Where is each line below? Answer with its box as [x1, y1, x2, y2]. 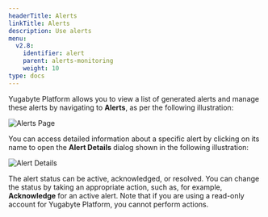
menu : [8, 34, 27, 43]
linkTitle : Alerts [8, 19, 70, 27]
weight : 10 [23, 65, 60, 73]
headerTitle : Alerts [8, 11, 78, 20]
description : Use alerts [8, 27, 92, 35]
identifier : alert [23, 49, 85, 57]
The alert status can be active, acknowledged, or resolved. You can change [8, 173, 260, 183]
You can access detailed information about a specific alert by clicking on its [8, 134, 260, 144]
